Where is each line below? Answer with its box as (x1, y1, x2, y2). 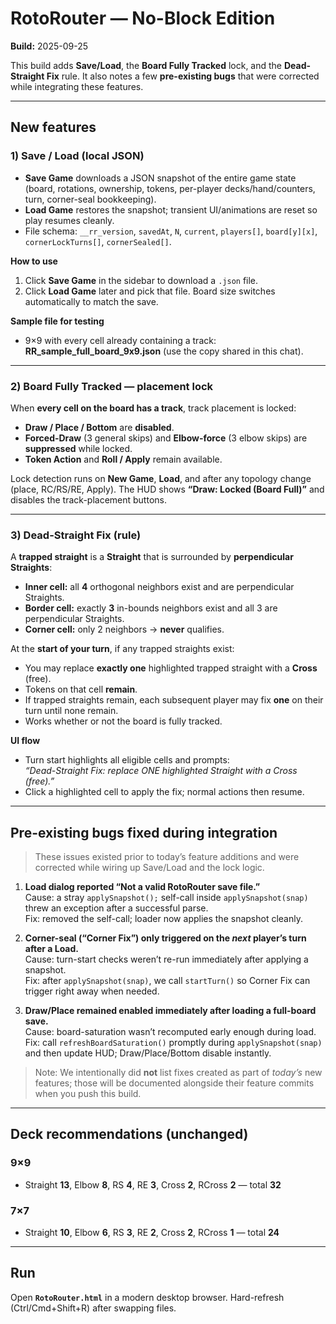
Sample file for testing (10, 315, 105, 327)
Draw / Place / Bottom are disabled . (24, 421, 175, 433)
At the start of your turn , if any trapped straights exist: (10, 643, 235, 655)
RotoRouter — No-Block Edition (10, 7, 276, 30)
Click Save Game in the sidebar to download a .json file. (24, 274, 259, 286)
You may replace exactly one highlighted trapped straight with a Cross (24, 662, 318, 674)
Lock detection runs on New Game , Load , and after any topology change (10, 472, 312, 484)
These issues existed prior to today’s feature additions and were (34, 851, 300, 863)
